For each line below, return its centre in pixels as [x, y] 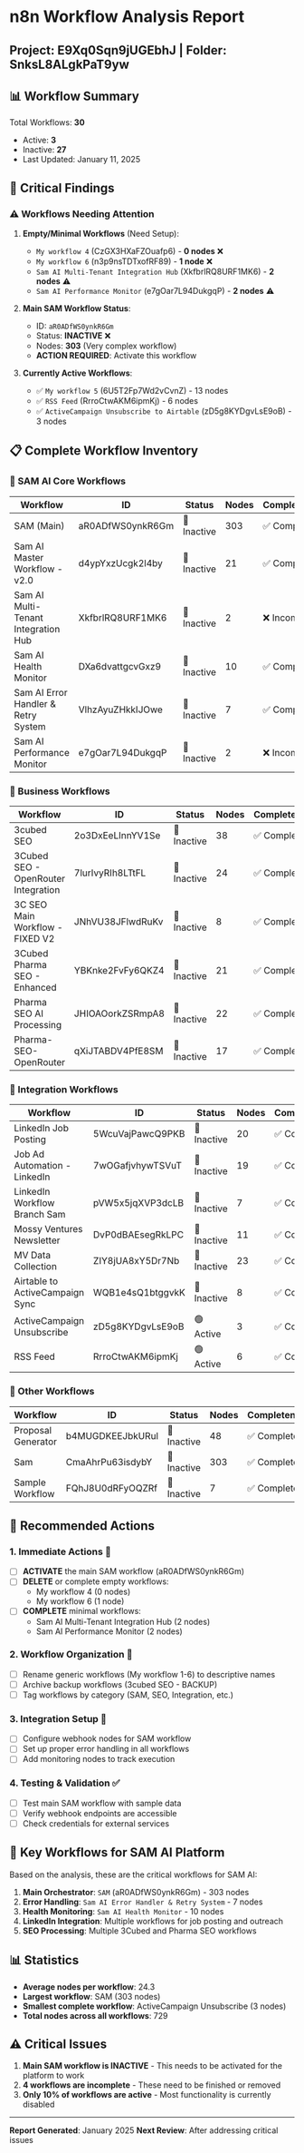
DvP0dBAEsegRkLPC [138, 1235]
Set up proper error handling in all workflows [106, 1749]
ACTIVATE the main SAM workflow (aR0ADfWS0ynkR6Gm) [133, 1571]
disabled [38, 2104]
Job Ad [29, 1154]
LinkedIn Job [42, 1129]
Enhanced [35, 988]
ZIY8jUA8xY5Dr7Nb [137, 1261]
